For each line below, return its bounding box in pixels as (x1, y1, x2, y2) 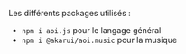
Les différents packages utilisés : (8, 8, 132, 18)
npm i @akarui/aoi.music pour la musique (21, 35, 178, 45)
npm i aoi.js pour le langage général (21, 25, 162, 35)
